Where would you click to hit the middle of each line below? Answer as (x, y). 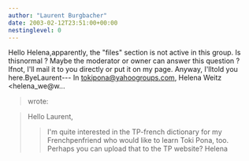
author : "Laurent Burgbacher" (58, 15)
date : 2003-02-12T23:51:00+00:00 (63, 23)
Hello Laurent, (50, 117)
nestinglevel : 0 (35, 30)
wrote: (38, 101)
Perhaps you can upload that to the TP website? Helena (138, 149)
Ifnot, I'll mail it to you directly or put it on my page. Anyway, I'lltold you (123, 69)
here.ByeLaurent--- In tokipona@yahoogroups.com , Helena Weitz (115, 78)
